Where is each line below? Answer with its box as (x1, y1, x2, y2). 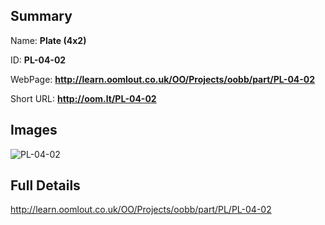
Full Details (10, 177, 81, 194)
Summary (10, 8, 73, 25)
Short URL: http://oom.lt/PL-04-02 (10, 92, 157, 104)
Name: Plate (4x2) (10, 34, 87, 46)
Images (10, 122, 58, 139)
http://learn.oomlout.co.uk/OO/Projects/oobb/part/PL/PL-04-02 (10, 204, 272, 216)
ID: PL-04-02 (10, 54, 67, 66)
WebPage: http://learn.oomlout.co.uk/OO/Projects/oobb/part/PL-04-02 (10, 73, 316, 85)
